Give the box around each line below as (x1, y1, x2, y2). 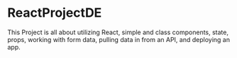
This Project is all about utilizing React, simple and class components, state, (7, 28, 229, 36)
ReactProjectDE (7, 5, 102, 21)
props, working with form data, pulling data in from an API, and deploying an (7, 35, 231, 43)
